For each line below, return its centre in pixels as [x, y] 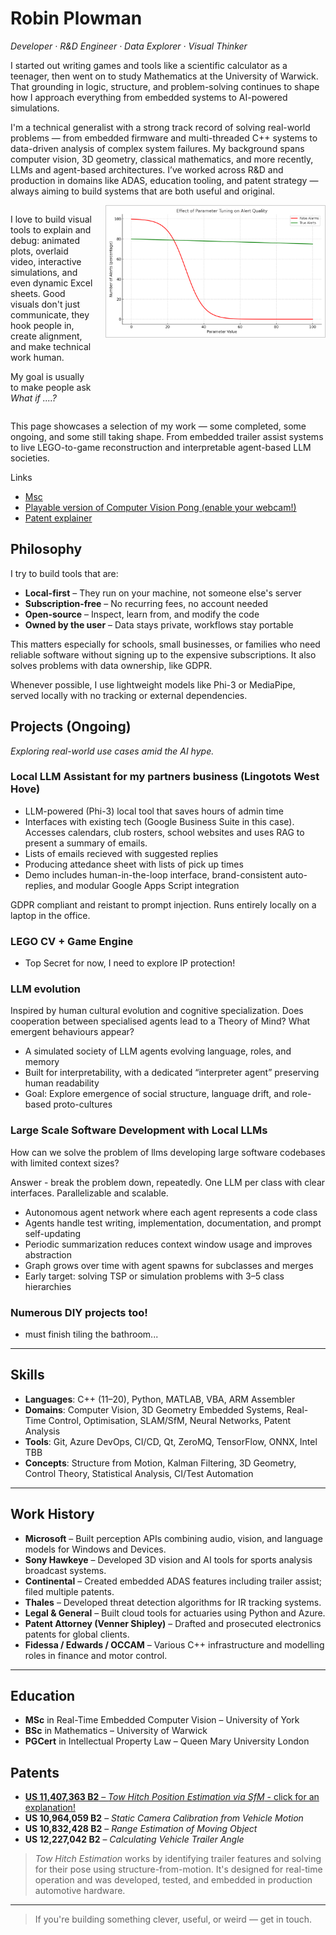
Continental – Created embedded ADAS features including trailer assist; [173, 1581]
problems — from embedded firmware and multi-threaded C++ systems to [164, 138]
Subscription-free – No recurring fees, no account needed [146, 603]
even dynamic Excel [51, 283]
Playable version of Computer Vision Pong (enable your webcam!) [160, 507]
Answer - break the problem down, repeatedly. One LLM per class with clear [168, 1182]
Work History [52, 1514]
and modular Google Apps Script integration [148, 885]
